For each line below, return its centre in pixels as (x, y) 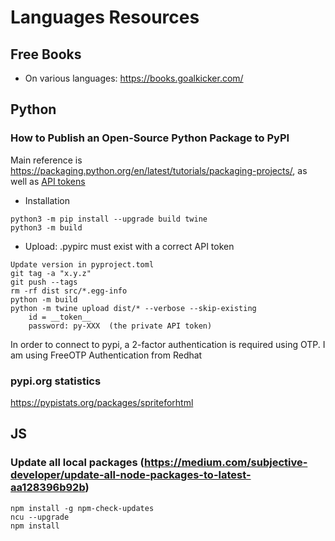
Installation (47, 200)
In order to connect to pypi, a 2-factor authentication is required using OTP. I (168, 344)
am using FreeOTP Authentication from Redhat (106, 355)
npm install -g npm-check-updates (82, 508)
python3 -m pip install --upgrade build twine (109, 219)
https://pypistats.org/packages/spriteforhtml (102, 402)
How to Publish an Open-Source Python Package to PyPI (150, 138)
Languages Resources (105, 17)
